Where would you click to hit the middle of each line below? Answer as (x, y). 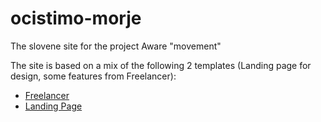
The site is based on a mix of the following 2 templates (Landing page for (161, 65)
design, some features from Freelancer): (93, 76)
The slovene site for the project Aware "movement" (116, 46)
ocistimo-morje (76, 18)
